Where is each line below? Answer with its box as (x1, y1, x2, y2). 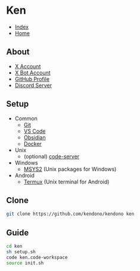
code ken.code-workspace (6, 254, 68, 260)
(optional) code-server (23, 152, 80, 160)
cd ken (6, 244, 23, 250)
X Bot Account (14, 69, 51, 76)
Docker (23, 140, 42, 147)
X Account (14, 63, 41, 70)
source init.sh (6, 260, 44, 266)
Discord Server (14, 82, 52, 89)
